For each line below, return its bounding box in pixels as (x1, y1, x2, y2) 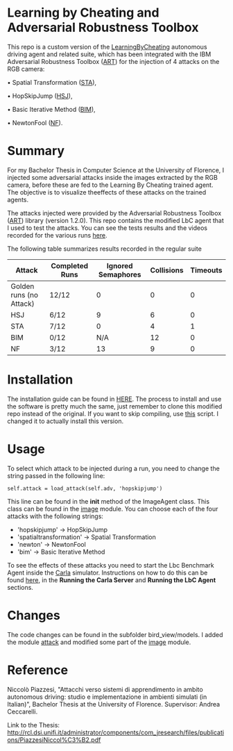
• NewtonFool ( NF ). (7, 118, 63, 126)
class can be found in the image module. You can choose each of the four (7, 504, 218, 513)
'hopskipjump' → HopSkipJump (17, 525, 108, 534)
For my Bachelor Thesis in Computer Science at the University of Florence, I (7, 165, 225, 174)
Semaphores (98, 270, 141, 279)
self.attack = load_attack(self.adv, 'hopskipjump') (7, 485, 163, 492)
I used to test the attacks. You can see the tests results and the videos (7, 224, 208, 232)
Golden (10, 281, 35, 291)
